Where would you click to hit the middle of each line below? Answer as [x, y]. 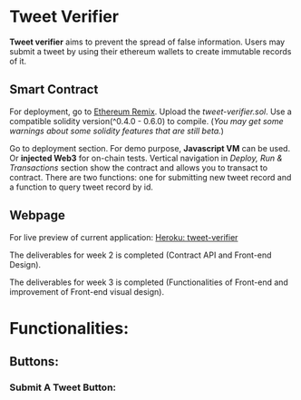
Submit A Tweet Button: [63, 387]
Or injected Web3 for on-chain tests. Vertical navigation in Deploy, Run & [146, 158]
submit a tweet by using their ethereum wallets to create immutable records [150, 51]
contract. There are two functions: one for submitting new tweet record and [150, 177]
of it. [18, 61]
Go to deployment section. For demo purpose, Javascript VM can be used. [150, 148]
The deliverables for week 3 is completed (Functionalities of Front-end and [149, 282]
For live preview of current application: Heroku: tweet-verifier [124, 237]
